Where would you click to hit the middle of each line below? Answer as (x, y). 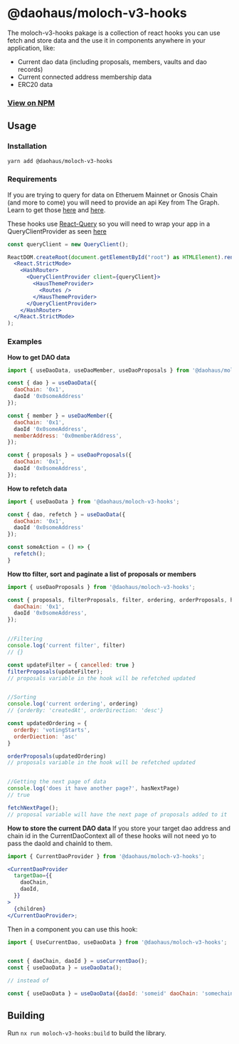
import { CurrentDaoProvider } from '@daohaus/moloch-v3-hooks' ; (106, 856)
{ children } (30, 909)
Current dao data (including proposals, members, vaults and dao (112, 61)
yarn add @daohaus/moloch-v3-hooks (60, 161)
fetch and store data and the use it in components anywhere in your (107, 40)
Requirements (32, 179)
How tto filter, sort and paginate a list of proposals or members (102, 574)
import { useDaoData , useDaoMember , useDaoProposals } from (99, 370)
